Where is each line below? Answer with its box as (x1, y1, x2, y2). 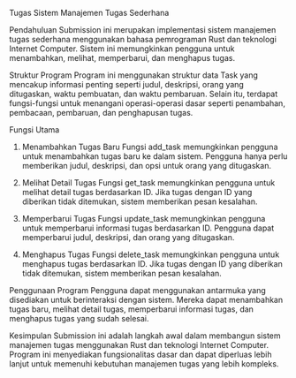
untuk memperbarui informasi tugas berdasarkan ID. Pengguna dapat (21, 223, 275, 233)
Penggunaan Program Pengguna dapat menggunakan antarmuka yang (9, 285, 267, 295)
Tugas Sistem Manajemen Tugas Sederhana (9, 8, 170, 18)
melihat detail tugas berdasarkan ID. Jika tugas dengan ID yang (21, 187, 253, 197)
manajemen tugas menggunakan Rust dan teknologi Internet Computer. (9, 340, 269, 350)
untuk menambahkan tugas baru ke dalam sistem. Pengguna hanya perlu (21, 151, 288, 162)
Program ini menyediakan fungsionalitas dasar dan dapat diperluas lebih (9, 349, 272, 359)
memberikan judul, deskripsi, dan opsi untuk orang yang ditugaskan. (21, 161, 272, 170)
